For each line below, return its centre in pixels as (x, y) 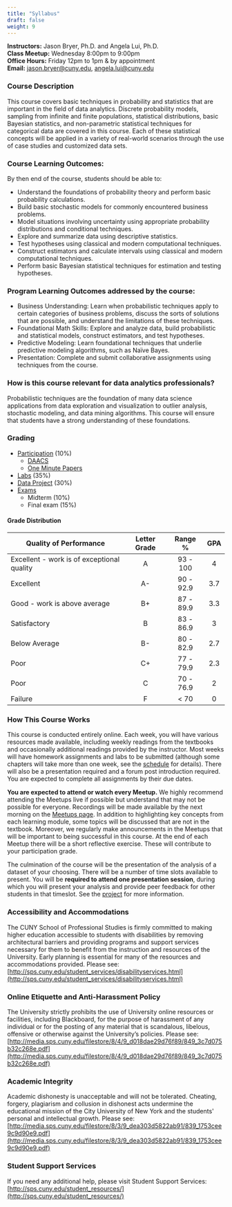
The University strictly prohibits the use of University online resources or (110, 1011)
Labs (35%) (34, 475)
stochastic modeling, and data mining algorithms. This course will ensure (111, 413)
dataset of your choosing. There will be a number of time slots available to (113, 872)
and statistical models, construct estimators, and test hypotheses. (111, 336)
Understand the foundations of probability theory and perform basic (114, 192)
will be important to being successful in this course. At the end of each (108, 837)
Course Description (41, 86)
